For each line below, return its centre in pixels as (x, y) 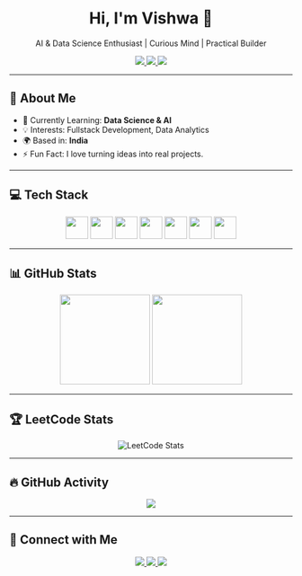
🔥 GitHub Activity (59, 482)
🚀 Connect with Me (64, 540)
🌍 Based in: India (55, 140)
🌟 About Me (43, 98)
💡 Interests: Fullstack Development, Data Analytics (115, 129)
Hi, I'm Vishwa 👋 (151, 18)
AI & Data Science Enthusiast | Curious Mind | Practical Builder (151, 43)
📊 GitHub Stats (53, 273)
